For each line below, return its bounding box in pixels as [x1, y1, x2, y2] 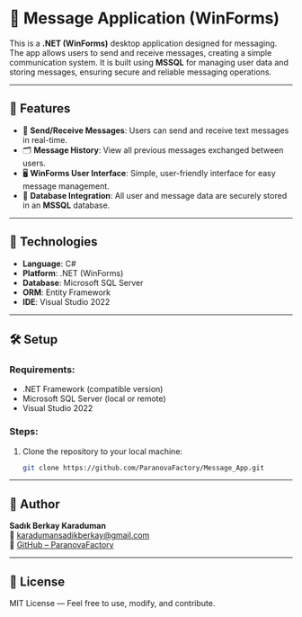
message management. [22, 180, 110, 192]
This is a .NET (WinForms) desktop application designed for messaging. [9, 38, 278, 49]
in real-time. [22, 134, 67, 145]
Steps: [9, 425, 39, 438]
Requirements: [9, 363, 75, 376]
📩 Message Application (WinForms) [9, 8, 280, 29]
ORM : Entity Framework [22, 287, 111, 298]
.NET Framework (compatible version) [22, 384, 164, 395]
